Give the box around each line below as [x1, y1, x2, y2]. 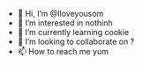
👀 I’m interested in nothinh [17, 18, 113, 28]
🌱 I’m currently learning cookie [17, 27, 130, 37]
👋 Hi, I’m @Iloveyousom [17, 9, 104, 18]
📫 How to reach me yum [17, 47, 109, 56]
